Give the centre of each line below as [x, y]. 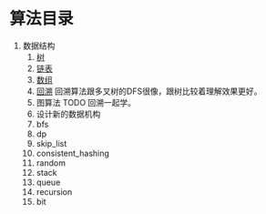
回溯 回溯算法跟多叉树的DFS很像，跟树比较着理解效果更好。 [149, 91]
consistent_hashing [72, 153]
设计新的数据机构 [68, 114]
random [51, 163]
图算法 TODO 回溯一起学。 [86, 102]
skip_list [51, 143]
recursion [54, 191]
